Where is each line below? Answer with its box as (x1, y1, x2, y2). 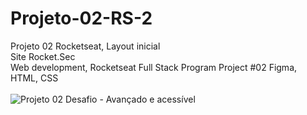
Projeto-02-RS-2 (10, 7, 153, 30)
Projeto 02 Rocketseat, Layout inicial (10, 40, 161, 52)
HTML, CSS (10, 72, 59, 84)
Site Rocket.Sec (10, 50, 76, 62)
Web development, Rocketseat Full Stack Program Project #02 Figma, (10, 61, 298, 73)
